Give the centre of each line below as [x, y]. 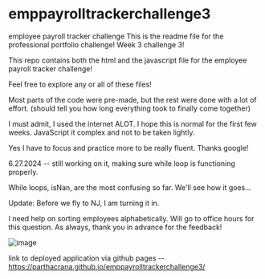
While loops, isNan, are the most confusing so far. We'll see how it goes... [130, 187]
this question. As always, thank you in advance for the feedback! [115, 227]
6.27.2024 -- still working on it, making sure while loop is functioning [122, 163]
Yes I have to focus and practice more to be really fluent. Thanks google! [128, 148]
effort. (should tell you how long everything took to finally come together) [130, 108]
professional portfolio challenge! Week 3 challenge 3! [96, 44]
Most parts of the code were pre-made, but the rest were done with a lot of [132, 99]
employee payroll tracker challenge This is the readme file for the [116, 36]
